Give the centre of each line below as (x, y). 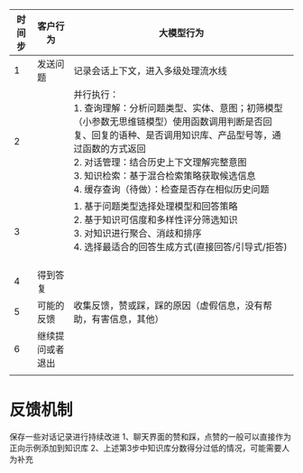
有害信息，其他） (128, 319)
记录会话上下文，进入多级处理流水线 (150, 71)
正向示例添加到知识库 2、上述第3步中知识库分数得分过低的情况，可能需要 (146, 448)
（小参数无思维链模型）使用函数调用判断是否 (168, 121)
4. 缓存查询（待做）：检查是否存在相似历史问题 (171, 189)
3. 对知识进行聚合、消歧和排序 (138, 233)
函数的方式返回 (114, 148)
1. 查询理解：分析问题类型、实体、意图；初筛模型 (178, 108)
